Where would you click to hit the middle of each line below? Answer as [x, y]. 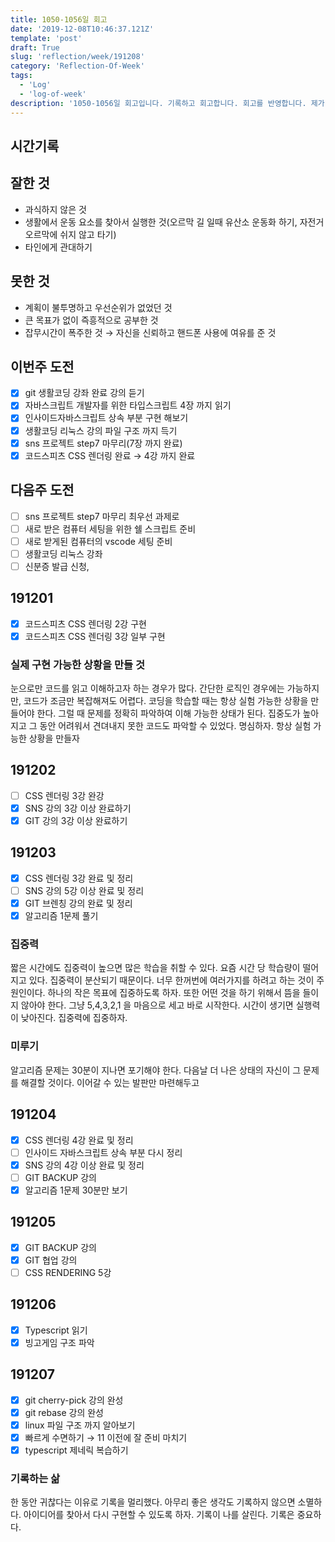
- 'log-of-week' [53, 94]
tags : [21, 76]
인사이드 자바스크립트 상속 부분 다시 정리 [103, 1152]
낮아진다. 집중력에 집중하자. [74, 1018]
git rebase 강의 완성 [64, 1412]
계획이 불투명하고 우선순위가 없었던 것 [98, 307]
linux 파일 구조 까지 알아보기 [80, 1425]
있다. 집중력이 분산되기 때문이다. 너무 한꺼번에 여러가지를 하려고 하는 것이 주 [176, 980]
